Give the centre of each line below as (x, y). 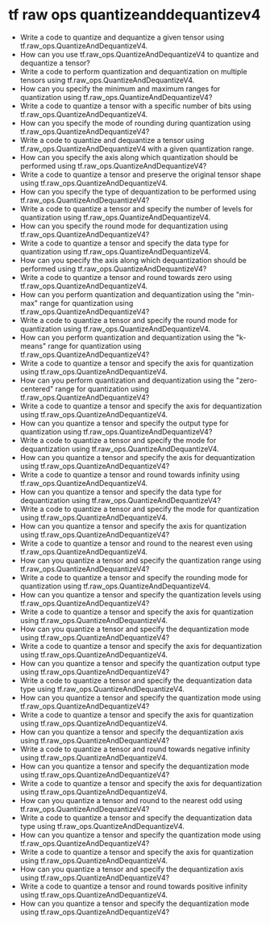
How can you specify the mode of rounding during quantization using (135, 123)
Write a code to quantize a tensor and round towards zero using (126, 277)
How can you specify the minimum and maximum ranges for (120, 88)
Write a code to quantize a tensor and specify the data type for (125, 243)
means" (33, 345)
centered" (37, 388)
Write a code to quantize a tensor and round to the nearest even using (136, 543)
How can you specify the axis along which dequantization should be (133, 260)
